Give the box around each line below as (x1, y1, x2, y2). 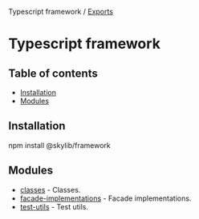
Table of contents (8, 66, 98, 80)
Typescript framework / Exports (8, 7, 114, 16)
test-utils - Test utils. (19, 201, 88, 211)
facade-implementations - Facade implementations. (19, 193, 192, 203)
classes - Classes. (19, 185, 81, 194)
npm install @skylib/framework (8, 140, 111, 150)
